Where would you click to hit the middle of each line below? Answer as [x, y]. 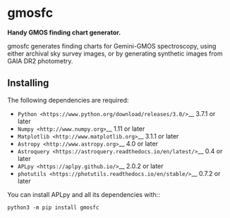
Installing [28, 83]
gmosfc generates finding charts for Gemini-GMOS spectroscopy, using [112, 46]
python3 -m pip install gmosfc [53, 207]
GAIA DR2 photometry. [40, 60]
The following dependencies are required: [68, 100]
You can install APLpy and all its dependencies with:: [84, 194]
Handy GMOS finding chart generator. [64, 32]
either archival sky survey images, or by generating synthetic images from [115, 53]
